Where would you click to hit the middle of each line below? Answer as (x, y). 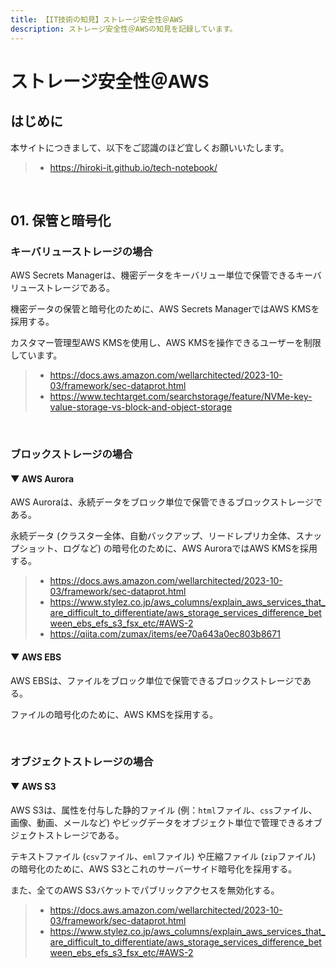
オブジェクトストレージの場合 (82, 762)
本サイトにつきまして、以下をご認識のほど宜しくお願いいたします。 (150, 147)
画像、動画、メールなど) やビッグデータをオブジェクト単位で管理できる (157, 822)
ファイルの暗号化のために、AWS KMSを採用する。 (114, 714)
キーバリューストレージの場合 (81, 251)
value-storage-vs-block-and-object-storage (141, 407)
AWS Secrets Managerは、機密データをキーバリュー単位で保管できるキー (161, 275)
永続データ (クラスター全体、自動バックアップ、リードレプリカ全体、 (153, 536)
